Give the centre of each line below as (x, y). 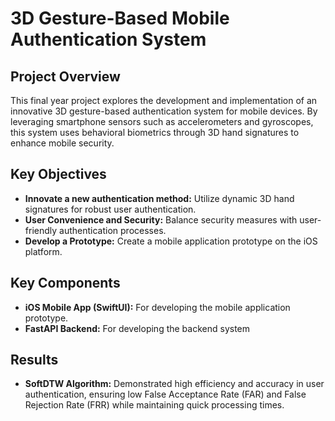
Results (34, 360)
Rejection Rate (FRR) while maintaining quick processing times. (154, 405)
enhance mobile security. (62, 143)
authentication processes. (113, 230)
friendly (41, 230)
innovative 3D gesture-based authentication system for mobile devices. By (164, 111)
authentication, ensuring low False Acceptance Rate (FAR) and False (165, 394)
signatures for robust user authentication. (110, 209)
